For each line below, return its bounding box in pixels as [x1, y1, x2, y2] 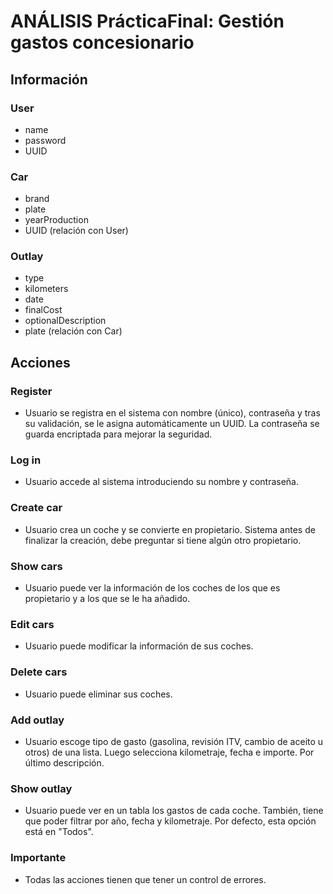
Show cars [10, 559, 63, 573]
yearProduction [24, 214, 89, 226]
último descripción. [24, 756, 105, 769]
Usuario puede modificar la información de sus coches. [24, 640, 254, 652]
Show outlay [10, 781, 73, 795]
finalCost [24, 304, 63, 316]
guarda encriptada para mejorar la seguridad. [24, 428, 213, 440]
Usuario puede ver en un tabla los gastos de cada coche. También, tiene [24, 805, 324, 817]
